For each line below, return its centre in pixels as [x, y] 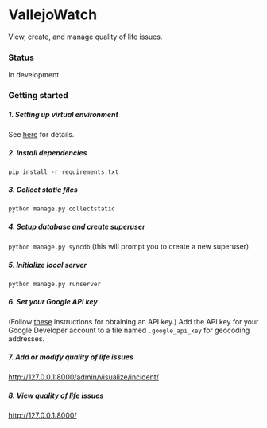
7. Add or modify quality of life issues [71, 357]
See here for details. [41, 135]
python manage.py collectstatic [62, 209]
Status [21, 57]
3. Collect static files [43, 190]
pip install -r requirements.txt [64, 172]
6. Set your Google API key [53, 301]
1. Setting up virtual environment [64, 114]
